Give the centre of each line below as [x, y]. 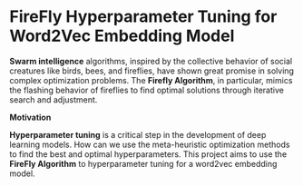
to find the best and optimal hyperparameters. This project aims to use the [148, 154]
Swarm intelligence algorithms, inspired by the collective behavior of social [151, 61]
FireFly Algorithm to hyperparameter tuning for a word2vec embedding [143, 163]
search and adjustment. [54, 99]
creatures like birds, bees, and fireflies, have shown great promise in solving [152, 71]
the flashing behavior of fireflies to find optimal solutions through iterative [147, 90]
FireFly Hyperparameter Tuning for [143, 17]
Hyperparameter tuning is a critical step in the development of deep [138, 134]
